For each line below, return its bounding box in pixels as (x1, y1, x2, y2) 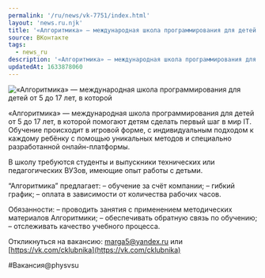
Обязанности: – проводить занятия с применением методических (8, 205, 233, 214)
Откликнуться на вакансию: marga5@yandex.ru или (8, 236, 184, 246)
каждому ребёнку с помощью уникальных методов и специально (8, 133, 232, 143)
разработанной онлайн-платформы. (8, 141, 131, 151)
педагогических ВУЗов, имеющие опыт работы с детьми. (8, 165, 203, 175)
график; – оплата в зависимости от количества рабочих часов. (8, 189, 221, 198)
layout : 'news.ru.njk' (8, 19, 83, 27)
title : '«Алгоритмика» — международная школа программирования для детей (8, 26, 257, 34)
